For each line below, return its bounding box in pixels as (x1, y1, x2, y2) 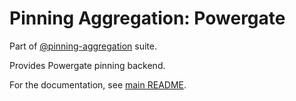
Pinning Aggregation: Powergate (9, 7, 286, 30)
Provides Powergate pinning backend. (9, 59, 166, 71)
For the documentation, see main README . (9, 78, 187, 91)
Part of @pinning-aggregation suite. (9, 40, 158, 52)
